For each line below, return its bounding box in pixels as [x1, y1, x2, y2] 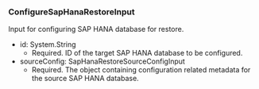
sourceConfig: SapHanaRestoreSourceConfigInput [19, 56, 185, 66]
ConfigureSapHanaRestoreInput [8, 6, 135, 17]
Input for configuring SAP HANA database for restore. [8, 25, 184, 34]
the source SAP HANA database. [31, 74, 139, 83]
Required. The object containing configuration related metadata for [31, 65, 251, 75]
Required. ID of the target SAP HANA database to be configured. [31, 48, 243, 58]
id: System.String [19, 40, 77, 49]
